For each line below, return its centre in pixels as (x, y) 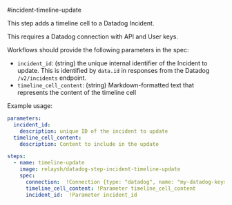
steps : (17, 157)
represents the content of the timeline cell (77, 93)
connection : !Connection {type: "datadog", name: (100, 182)
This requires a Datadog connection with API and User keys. (93, 36)
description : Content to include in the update (89, 144)
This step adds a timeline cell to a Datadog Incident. (81, 23)
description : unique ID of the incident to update (94, 131)
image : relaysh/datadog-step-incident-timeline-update (100, 169)
